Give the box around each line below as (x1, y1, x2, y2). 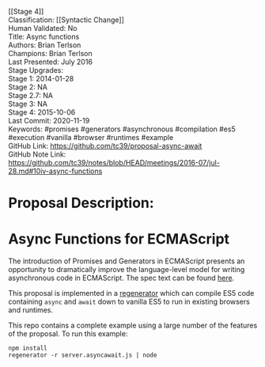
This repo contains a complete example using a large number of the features (8, 320, 258, 331)
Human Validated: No (8, 24, 78, 32)
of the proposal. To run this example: (8, 329, 128, 339)
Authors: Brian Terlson (8, 40, 81, 50)
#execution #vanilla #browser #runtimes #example (8, 133, 174, 142)
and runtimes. (8, 305, 54, 315)
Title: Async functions (8, 32, 80, 41)
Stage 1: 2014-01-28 (8, 74, 74, 83)
